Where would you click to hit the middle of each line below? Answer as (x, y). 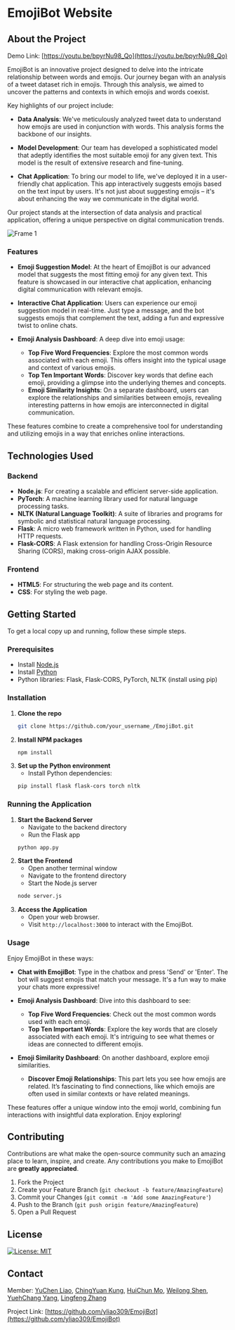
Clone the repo (39, 713)
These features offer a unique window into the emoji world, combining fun (114, 1107)
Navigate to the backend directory (78, 827)
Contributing (36, 1137)
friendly (29, 184)
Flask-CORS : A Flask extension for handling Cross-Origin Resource (115, 543)
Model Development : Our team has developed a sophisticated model (117, 148)
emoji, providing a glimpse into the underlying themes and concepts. (127, 383)
